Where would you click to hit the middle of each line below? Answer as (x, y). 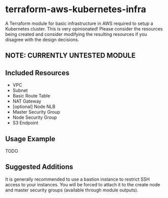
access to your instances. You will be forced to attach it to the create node (83, 184)
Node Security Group (35, 117)
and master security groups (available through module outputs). (72, 190)
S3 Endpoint (25, 123)
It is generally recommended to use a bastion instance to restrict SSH (78, 179)
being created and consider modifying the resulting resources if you (76, 34)
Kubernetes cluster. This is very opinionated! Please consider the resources (84, 28)
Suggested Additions (39, 167)
